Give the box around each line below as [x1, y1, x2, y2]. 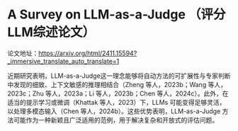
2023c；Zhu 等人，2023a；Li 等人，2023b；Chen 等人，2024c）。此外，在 [7, 89, 229, 98]
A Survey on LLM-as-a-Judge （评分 [7, 6, 226, 23]
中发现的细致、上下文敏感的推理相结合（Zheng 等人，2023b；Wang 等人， [7, 80, 227, 89]
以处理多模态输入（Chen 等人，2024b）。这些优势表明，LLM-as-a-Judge [7, 107, 221, 115]
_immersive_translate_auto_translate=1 [7, 57, 120, 65]
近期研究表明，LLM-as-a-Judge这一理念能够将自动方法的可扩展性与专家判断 [7, 72, 231, 80]
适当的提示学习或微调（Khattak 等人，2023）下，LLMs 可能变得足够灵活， [7, 98, 226, 106]
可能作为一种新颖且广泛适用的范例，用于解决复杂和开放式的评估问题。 [13, 115, 218, 124]
